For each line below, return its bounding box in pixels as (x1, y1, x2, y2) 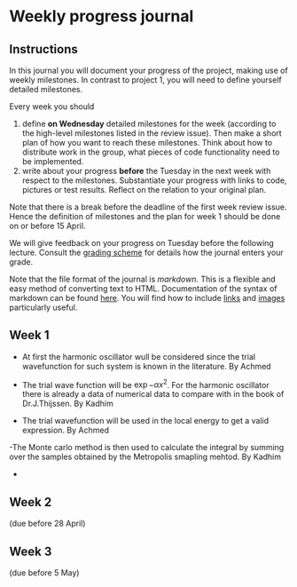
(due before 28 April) (9, 518, 86, 529)
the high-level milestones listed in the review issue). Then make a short (21, 128, 282, 139)
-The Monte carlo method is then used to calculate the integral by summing (9, 442, 285, 453)
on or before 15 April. (9, 220, 86, 231)
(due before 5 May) (9, 567, 80, 578)
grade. (9, 257, 34, 267)
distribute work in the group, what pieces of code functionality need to (21, 147, 280, 157)
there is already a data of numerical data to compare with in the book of (21, 389, 285, 400)
